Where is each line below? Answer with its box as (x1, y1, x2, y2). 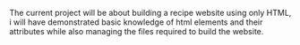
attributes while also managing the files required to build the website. (9, 26, 264, 36)
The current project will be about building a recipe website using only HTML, (9, 8, 292, 18)
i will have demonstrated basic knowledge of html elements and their (9, 17, 263, 27)
